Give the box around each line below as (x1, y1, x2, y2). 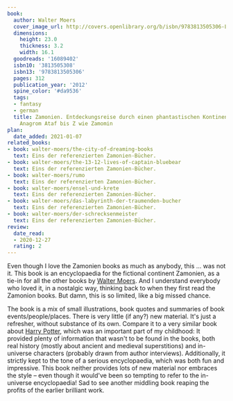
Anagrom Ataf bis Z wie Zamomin (19, 120, 113, 127)
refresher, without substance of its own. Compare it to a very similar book (7, 320, 217, 328)
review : (7, 223, 30, 230)
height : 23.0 (19, 36, 58, 43)
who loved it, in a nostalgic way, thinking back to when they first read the (7, 284, 216, 293)
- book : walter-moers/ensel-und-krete (7, 185, 119, 192)
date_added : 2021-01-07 (13, 133, 82, 140)
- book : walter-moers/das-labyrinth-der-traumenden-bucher (7, 197, 182, 205)
